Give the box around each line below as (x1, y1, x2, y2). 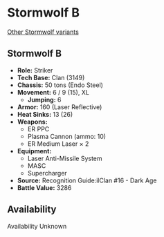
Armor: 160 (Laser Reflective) (17, 102, 102, 111)
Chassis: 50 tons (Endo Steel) (17, 81, 104, 89)
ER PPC (27, 124, 50, 133)
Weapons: (17, 117, 48, 126)
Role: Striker (17, 66, 53, 74)
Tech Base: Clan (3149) (17, 73, 85, 82)
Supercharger (27, 169, 67, 177)
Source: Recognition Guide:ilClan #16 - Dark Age (17, 176, 157, 184)
